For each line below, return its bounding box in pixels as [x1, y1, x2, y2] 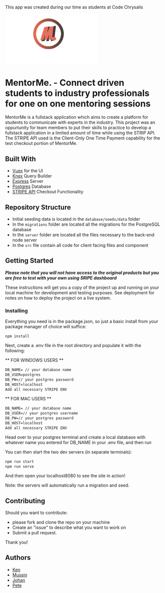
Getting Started [5, 256, 54, 265]
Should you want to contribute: [5, 510, 68, 516]
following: [5, 348, 25, 354]
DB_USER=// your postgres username [5, 411, 78, 416]
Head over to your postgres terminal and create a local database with [5, 434, 146, 440]
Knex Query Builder [12, 173, 52, 179]
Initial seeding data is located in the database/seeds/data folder [12, 216, 140, 222]
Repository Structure [5, 203, 71, 211]
